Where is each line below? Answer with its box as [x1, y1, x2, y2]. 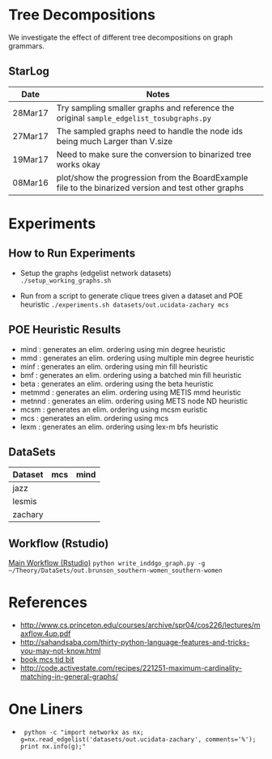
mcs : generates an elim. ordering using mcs [19, 413, 169, 422]
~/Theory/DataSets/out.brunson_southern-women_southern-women [8, 566, 223, 575]
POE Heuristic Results [8, 323, 121, 337]
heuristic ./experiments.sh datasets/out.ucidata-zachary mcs [19, 299, 229, 309]
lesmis [12, 496, 37, 507]
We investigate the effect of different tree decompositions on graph [8, 32, 233, 42]
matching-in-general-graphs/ [19, 672, 119, 681]
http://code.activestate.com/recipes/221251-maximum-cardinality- [19, 664, 243, 673]
